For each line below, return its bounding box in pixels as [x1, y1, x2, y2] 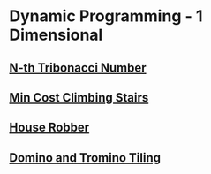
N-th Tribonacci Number [9, 60, 147, 75]
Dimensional [9, 25, 103, 45]
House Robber [9, 120, 90, 135]
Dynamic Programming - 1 [9, 6, 203, 26]
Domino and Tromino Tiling [9, 150, 162, 165]
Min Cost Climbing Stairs [9, 90, 149, 105]
